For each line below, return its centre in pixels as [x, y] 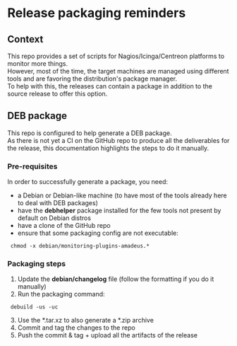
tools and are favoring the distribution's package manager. [92, 79]
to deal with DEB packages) [58, 203]
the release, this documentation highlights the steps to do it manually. [108, 148]
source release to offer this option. [57, 94]
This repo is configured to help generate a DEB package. [90, 133]
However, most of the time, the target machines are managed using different [118, 71]
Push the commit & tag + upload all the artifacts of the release [107, 335]
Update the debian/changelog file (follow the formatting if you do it [116, 279]
